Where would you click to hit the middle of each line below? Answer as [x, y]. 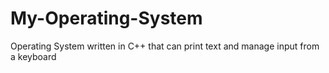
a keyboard [33, 56]
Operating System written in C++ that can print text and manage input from [165, 46]
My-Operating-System [106, 18]
